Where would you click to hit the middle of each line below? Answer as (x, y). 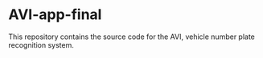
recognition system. (41, 44)
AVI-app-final (55, 15)
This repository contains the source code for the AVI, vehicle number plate (132, 37)
